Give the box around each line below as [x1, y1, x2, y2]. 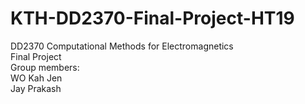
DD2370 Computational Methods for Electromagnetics [10, 40, 234, 52]
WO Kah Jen [10, 72, 63, 84]
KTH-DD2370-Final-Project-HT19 [10, 7, 295, 30]
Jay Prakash [10, 82, 62, 94]
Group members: [10, 61, 80, 73]
